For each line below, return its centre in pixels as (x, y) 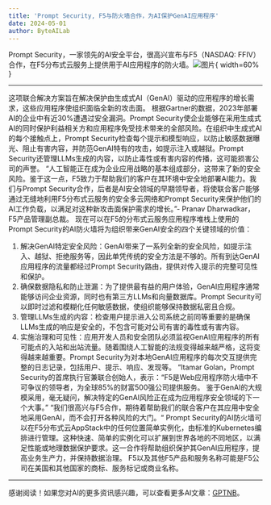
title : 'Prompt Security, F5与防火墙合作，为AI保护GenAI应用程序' (114, 16)
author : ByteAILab (39, 31)
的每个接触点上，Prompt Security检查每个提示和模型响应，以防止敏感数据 (131, 139)
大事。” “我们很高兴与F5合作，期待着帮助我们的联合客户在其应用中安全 (143, 407)
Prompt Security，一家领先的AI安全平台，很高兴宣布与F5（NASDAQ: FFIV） (134, 55)
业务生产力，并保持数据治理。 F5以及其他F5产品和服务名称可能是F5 (140, 458)
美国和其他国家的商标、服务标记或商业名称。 (108, 468)
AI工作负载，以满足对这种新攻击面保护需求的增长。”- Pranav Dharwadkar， (132, 209)
